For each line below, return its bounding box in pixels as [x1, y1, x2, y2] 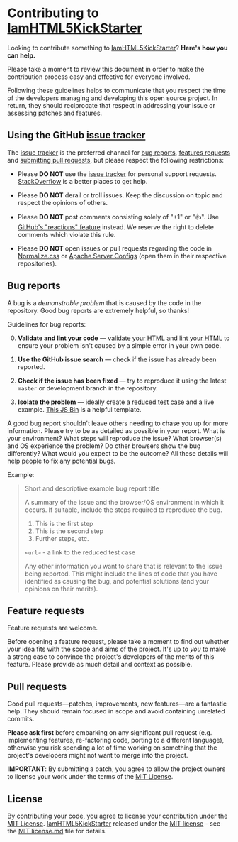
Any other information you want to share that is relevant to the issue [24, 562, 223, 570]
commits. [7, 715, 35, 723]
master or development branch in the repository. [17, 383, 158, 392]
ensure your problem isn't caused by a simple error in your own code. [17, 341, 222, 349]
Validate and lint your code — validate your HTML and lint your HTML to [17, 334, 230, 342]
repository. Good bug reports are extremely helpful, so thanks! [7, 306, 190, 315]
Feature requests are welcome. [7, 623, 98, 633]
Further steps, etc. [35, 534, 89, 542]
